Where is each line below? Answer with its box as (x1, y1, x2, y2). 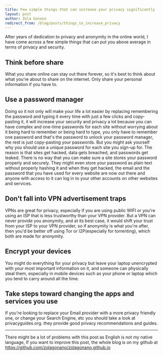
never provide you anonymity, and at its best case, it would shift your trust (5, 218, 153, 224)
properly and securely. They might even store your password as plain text (5, 160, 152, 165)
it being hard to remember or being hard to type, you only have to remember (5, 129, 158, 135)
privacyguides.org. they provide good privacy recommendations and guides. (5, 321, 158, 326)
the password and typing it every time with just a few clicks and (5, 113, 132, 119)
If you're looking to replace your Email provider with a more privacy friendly (5, 310, 156, 316)
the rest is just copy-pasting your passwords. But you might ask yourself (5, 139, 150, 145)
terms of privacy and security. (5, 44, 65, 50)
